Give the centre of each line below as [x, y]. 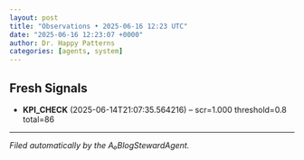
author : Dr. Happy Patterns [62, 43]
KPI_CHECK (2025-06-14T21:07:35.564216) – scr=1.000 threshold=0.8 [154, 109]
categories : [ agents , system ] [66, 52]
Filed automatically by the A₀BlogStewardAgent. [100, 145]
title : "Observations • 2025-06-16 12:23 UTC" [99, 26]
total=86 [38, 119]
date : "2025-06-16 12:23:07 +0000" [76, 34]
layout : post [34, 18]
